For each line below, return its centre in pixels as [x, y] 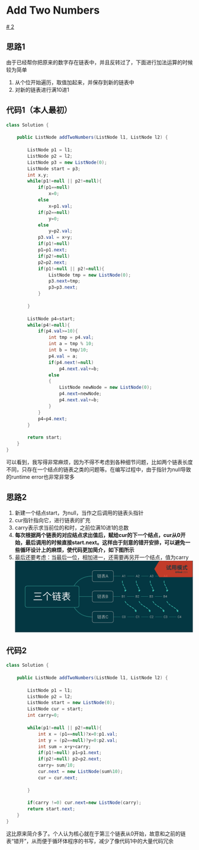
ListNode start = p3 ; [54, 169]
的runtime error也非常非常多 [41, 477]
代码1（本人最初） [39, 110]
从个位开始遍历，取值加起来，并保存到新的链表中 [74, 82]
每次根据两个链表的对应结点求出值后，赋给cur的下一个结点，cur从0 [97, 535]
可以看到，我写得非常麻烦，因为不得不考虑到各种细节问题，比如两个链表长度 [99, 462]
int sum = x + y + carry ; [65, 747]
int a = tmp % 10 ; [71, 344]
